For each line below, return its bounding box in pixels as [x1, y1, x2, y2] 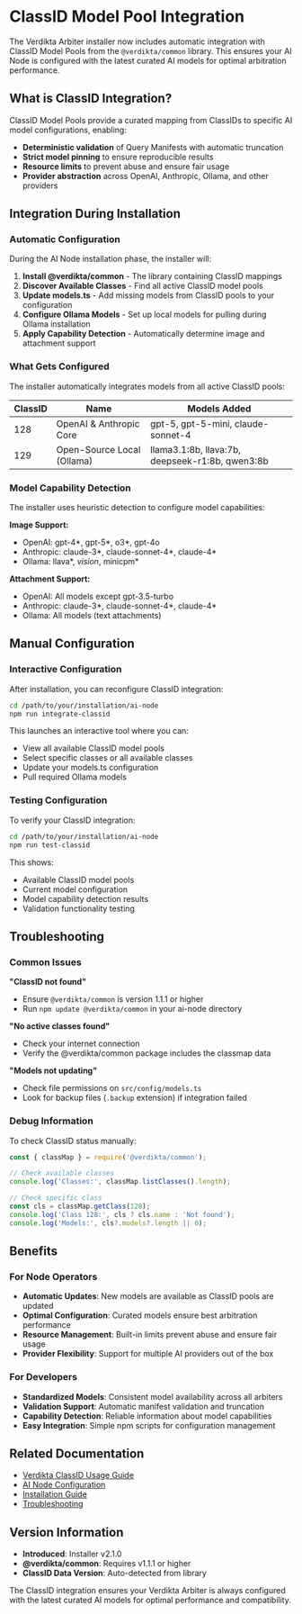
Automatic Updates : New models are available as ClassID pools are [22, 1291, 274, 1302]
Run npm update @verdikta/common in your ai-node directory [22, 1004, 243, 1014]
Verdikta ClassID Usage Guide [22, 1470, 135, 1481]
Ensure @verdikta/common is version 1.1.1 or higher [22, 994, 204, 1005]
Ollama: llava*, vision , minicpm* [22, 556, 139, 567]
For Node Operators [9, 1270, 98, 1283]
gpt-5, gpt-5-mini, [149, 417, 233, 429]
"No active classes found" [9, 1021, 111, 1032]
